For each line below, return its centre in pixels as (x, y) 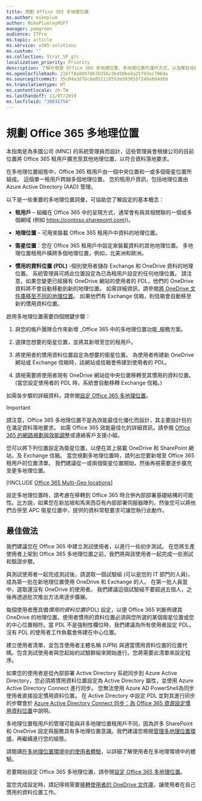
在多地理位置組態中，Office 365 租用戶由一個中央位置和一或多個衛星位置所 (99, 171)
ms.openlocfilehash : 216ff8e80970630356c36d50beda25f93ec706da (87, 74)
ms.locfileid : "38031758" (38, 101)
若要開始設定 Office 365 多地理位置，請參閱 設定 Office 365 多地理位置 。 (96, 772)
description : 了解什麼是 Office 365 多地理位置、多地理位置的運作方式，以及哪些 (98, 68)
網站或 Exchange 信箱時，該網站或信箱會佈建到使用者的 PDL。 (92, 362)
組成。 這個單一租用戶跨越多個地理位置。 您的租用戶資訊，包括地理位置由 (97, 179)
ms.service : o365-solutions (41, 46)
